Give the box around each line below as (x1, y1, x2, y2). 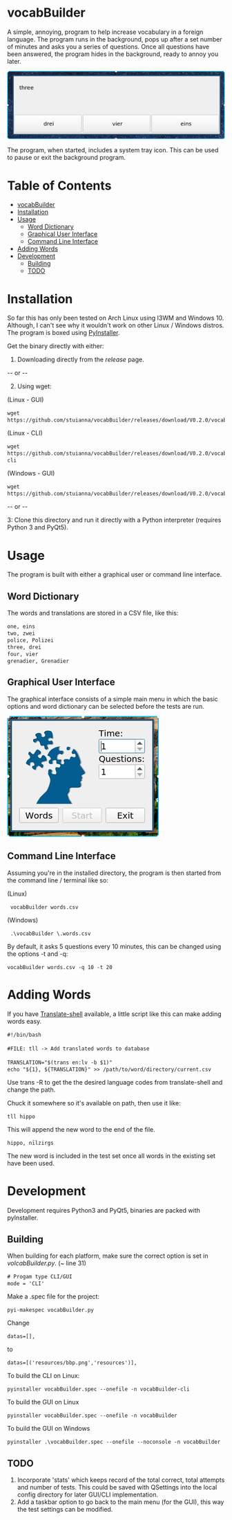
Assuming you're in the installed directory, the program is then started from (7, 869, 222, 877)
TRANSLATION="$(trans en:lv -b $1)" (7, 1059, 113, 1066)
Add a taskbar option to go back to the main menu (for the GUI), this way (17, 1498, 224, 1506)
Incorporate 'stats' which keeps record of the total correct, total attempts (17, 1476, 225, 1484)
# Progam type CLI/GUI (7, 1274, 72, 1281)
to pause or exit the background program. (7, 154, 126, 162)
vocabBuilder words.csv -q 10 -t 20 (7, 963, 113, 970)
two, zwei (7, 630, 36, 637)
